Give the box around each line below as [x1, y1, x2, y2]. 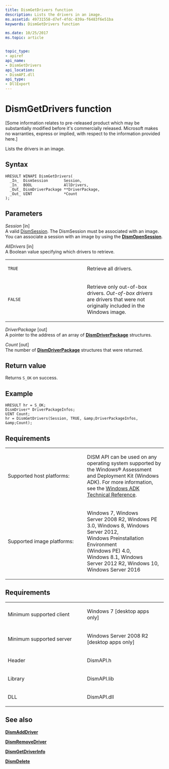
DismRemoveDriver [5, 739, 47, 745]
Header [8, 657, 26, 664]
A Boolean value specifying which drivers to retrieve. [5, 248, 115, 254]
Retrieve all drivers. [87, 265, 132, 272]
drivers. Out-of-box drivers [87, 289, 153, 296]
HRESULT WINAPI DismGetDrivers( [5, 173, 73, 179]
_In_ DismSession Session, [10, 178, 82, 183]
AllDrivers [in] [5, 243, 34, 249]
